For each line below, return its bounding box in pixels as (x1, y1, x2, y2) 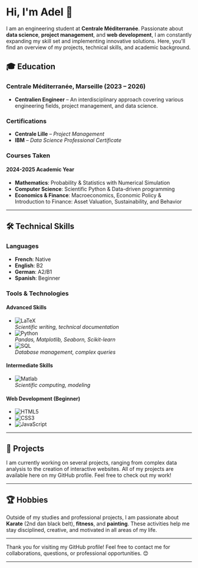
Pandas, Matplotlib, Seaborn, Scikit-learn (14, 335, 116, 343)
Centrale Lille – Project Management (14, 130, 105, 137)
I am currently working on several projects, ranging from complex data (6, 459, 177, 466)
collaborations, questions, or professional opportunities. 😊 (6, 550, 149, 557)
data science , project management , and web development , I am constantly (6, 31, 192, 38)
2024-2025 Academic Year (6, 166, 75, 173)
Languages (6, 242, 39, 250)
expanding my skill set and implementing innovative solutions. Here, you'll (6, 37, 186, 44)
